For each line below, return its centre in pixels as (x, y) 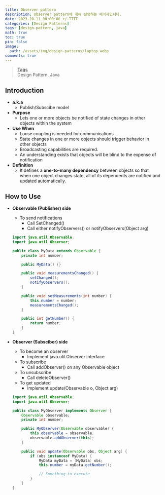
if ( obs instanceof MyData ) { (61, 456)
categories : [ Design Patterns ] (37, 23)
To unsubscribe (35, 372)
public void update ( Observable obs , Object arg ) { (74, 451)
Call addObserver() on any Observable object (73, 367)
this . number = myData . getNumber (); (75, 465)
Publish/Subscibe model (44, 108)
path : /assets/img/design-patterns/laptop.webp (59, 51)
